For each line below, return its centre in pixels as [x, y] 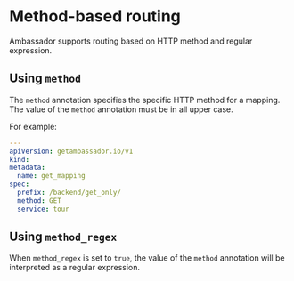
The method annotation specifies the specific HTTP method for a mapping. [145, 100]
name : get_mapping [52, 176]
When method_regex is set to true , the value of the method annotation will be [147, 258]
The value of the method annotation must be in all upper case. [121, 109]
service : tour [43, 209]
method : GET [40, 201]
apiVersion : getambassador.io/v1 [71, 151]
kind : [19, 159]
